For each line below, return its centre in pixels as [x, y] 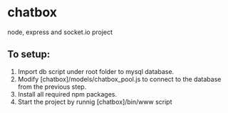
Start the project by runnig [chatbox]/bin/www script [95, 102]
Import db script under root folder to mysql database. [96, 71]
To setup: [29, 54]
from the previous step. [52, 87]
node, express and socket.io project [60, 32]
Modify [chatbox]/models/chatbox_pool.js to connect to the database [119, 79]
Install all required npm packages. [67, 94]
